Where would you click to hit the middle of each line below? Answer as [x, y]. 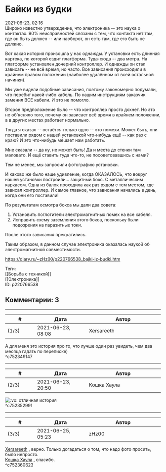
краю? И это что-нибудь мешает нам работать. [55, 140]
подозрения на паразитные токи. [47, 225]
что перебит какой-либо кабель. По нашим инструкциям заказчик [75, 95]
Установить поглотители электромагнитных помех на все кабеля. [82, 214]
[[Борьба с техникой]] [28, 274]
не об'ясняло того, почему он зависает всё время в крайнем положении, [83, 114]
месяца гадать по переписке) [37, 351]
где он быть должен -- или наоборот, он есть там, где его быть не [75, 39]
